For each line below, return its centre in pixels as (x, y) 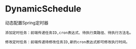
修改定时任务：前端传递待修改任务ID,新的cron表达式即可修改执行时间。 (67, 42)
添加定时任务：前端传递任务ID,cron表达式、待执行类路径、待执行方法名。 (69, 33)
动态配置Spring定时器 (27, 23)
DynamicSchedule (43, 9)
